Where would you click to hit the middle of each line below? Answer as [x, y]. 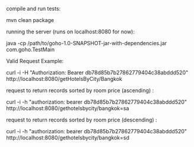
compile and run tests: [34, 9]
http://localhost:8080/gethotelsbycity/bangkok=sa [68, 108]
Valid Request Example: [35, 61]
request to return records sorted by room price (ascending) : [80, 90]
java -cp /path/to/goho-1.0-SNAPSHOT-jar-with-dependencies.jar [87, 43]
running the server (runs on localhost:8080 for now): [71, 32]
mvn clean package [30, 20]
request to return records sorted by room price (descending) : [82, 120]
